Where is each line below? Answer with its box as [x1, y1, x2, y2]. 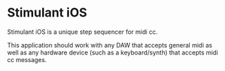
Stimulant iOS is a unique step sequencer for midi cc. [7, 28, 158, 36]
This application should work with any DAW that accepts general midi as [7, 41, 213, 49]
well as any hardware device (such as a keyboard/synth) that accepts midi [7, 48, 219, 57]
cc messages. [7, 55, 47, 63]
